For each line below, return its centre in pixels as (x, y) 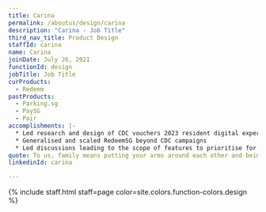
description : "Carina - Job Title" (67, 30)
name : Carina (30, 52)
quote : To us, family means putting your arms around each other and (125, 155)
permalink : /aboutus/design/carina (67, 23)
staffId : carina (35, 45)
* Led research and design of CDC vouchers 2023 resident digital (127, 133)
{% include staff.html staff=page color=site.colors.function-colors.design (128, 192)
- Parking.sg (37, 104)
